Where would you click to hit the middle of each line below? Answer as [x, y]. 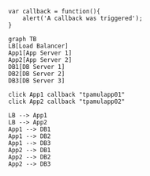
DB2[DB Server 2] [37, 74]
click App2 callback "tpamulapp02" [67, 101]
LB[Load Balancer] [38, 46]
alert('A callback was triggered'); [83, 18]
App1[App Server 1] [40, 53]
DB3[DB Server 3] [37, 81]
